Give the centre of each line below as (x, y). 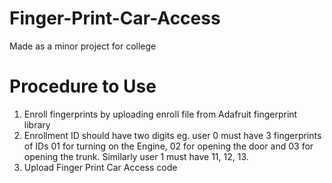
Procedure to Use (83, 86)
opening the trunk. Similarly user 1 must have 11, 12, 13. (136, 156)
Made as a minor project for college (83, 46)
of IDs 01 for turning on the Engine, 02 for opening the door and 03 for (168, 146)
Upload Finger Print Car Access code (100, 167)
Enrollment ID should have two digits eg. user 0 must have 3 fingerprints (172, 135)
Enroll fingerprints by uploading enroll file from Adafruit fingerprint (160, 114)
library (37, 124)
